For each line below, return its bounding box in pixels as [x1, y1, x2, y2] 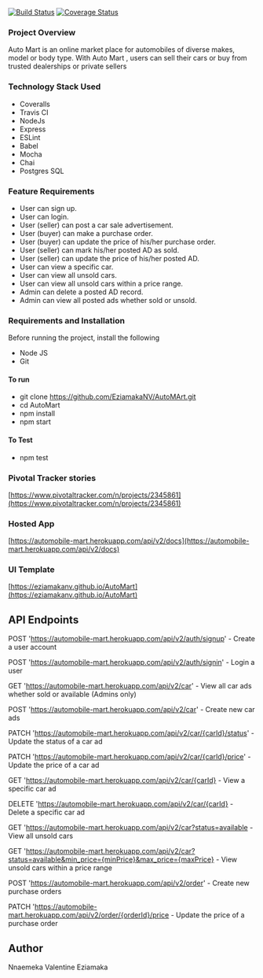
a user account [8, 642, 57, 652]
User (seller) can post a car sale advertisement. [19, 220, 174, 230]
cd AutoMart [19, 400, 60, 410]
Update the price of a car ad [8, 760, 100, 770]
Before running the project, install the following [8, 333, 159, 342]
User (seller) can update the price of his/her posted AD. [19, 253, 200, 263]
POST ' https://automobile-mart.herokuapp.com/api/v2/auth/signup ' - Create [8, 634, 255, 644]
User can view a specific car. [19, 262, 114, 271]
